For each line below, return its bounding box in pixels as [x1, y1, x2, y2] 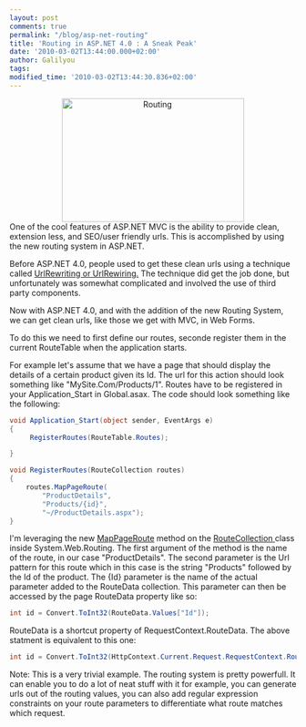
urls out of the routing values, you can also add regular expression [9, 689, 259, 700]
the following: [9, 398, 61, 409]
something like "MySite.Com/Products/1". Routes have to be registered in [9, 379, 283, 390]
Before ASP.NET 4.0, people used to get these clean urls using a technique [9, 258, 291, 269]
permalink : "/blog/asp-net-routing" [9, 30, 148, 39]
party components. [9, 287, 81, 298]
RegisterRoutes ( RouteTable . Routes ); [29, 433, 169, 442]
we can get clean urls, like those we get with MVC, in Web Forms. [9, 314, 255, 325]
